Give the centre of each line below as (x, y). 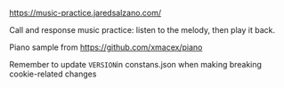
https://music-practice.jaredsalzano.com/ (85, 13)
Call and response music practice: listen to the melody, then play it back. (142, 30)
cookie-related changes (53, 74)
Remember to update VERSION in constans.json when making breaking (136, 64)
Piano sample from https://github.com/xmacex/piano (106, 47)
